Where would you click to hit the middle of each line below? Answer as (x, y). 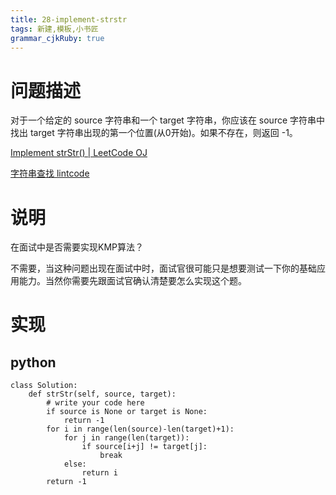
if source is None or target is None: (127, 412)
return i (99, 473)
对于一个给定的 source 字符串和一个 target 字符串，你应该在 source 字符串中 (168, 120)
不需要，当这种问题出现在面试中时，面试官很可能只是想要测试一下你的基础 (163, 268)
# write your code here (95, 403)
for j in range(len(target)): (126, 438)
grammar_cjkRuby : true (57, 38)
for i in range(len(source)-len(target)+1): (140, 429)
